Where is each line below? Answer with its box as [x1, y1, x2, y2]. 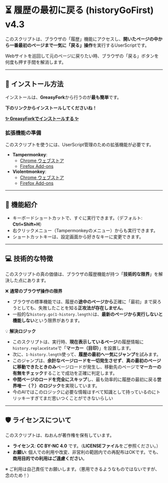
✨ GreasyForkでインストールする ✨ [5, 115, 79, 121]
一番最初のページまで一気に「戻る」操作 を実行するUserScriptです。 [9, 42, 149, 48]
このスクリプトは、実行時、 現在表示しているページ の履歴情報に [12, 339, 144, 345]
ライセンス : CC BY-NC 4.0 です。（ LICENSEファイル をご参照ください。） [12, 443, 161, 449]
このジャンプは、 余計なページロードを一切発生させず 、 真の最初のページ [12, 357, 161, 364]
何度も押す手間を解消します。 [5, 59, 66, 65]
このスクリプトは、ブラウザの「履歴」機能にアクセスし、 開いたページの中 [5, 36, 158, 42]
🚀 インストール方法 [5, 80, 64, 88]
